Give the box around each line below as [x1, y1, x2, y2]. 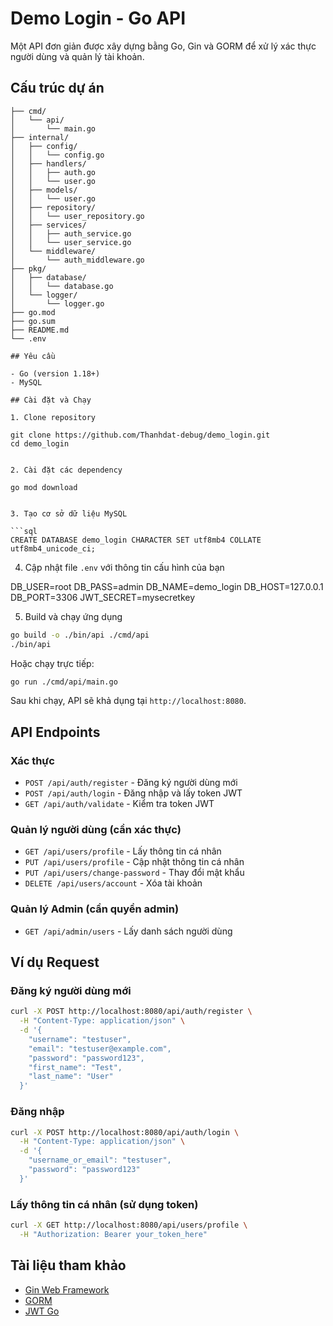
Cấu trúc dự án [10, 80, 105, 97]
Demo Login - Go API [10, 7, 187, 30]
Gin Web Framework [24, 1283, 110, 1296]
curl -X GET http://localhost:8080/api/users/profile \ [10, 1220, 248, 1231]
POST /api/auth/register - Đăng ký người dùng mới [24, 777, 238, 789]
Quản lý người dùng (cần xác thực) [10, 822, 182, 836]
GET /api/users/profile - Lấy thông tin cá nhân [24, 845, 222, 857]
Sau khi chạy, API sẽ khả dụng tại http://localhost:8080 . [10, 695, 247, 707]
